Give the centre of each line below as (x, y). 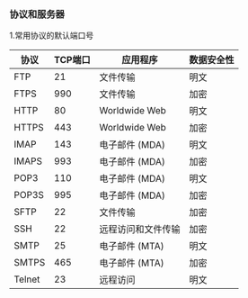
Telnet (27, 279)
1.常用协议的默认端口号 (52, 36)
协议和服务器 (37, 14)
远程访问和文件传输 (139, 230)
